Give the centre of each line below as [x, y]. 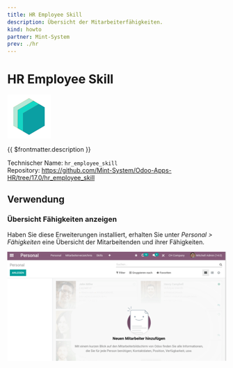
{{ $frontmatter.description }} [49, 150]
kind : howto [24, 29]
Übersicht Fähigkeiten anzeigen [62, 219]
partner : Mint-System [39, 37]
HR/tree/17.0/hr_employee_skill [51, 178]
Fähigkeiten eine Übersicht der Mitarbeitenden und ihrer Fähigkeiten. [106, 242]
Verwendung [36, 199]
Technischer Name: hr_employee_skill [63, 163]
